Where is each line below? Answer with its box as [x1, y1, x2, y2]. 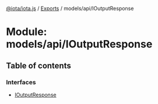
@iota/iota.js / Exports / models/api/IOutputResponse [6, 5, 134, 12]
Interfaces [6, 78, 36, 86]
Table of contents [6, 60, 71, 70]
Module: [6, 26, 47, 38]
